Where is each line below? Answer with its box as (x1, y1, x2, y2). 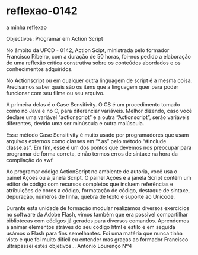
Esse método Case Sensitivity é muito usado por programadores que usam (6, 131, 189, 138)
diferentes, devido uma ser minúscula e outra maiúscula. (6, 120, 145, 127)
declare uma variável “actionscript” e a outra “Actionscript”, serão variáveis (6, 114, 190, 121)
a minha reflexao (6, 24, 47, 31)
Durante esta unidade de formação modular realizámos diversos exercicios (6, 204, 190, 211)
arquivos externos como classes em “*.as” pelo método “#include (6, 137, 167, 144)
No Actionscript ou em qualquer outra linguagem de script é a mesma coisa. (6, 77, 193, 84)
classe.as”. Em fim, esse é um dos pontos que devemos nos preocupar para (6, 144, 192, 151)
